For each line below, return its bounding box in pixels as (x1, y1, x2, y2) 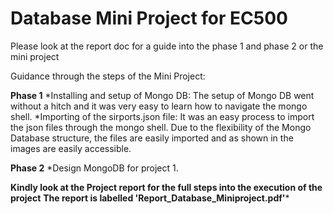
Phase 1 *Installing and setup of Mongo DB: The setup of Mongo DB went (10, 89, 315, 101)
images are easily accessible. (10, 142, 132, 154)
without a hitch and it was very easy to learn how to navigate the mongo (10, 100, 308, 112)
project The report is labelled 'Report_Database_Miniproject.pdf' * (10, 192, 290, 204)
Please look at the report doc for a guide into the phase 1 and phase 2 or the (10, 40, 324, 52)
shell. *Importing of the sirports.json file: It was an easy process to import (10, 110, 315, 122)
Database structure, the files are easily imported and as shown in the (10, 132, 294, 144)
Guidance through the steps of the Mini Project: (10, 70, 206, 82)
